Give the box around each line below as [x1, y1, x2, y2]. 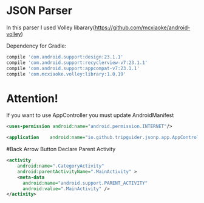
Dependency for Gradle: [6, 42, 67, 49]
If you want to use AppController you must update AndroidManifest [6, 112, 174, 119]
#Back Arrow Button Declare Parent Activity [6, 146, 116, 153]
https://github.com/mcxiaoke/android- [94, 24, 191, 31]
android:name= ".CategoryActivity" [17, 163, 104, 169]
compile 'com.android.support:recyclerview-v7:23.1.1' [6, 59, 148, 66]
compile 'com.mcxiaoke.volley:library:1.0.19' [6, 71, 126, 77]
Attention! [6, 91, 59, 105]
